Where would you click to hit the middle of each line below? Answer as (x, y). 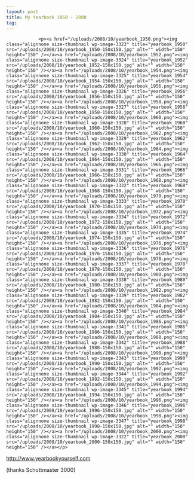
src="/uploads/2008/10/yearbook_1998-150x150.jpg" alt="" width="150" (96, 426)
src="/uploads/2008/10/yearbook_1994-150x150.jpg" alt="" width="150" (96, 395)
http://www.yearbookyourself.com (48, 459)
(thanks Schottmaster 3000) (41, 470)
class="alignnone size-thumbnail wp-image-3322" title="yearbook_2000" (97, 437)
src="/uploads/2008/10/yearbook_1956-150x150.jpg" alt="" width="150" (96, 97)
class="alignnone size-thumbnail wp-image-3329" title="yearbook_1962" (97, 139)
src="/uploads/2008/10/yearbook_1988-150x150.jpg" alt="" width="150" (96, 348)
